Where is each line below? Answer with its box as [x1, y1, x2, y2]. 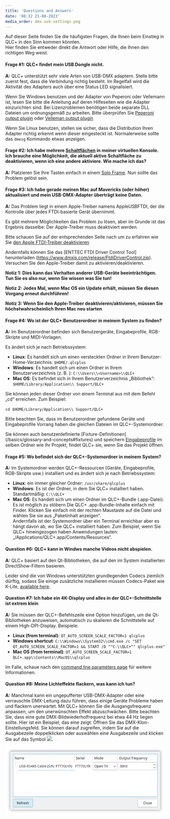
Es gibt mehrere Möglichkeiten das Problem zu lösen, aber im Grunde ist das [5, 218, 165, 224]
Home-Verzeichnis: [12, 359, 53, 365]
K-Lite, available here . [5, 583, 51, 589]
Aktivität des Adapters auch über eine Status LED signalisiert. [5, 83, 133, 90]
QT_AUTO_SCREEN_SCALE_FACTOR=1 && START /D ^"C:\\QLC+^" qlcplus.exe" [12, 644, 165, 649]
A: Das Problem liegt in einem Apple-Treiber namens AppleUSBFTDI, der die [5, 203, 165, 209]
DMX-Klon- [125, 719, 149, 725]
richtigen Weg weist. [5, 50, 48, 56]
